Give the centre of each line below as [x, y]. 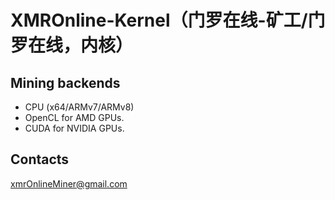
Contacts [40, 159]
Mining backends [65, 82]
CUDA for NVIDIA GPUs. [74, 128]
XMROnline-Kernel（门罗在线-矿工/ [159, 20]
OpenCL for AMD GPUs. [74, 117]
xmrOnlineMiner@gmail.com [69, 183]
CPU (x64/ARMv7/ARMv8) [79, 107]
